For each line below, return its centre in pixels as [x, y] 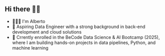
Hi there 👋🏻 [23, 9]
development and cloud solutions [47, 32]
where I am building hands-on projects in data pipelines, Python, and [84, 42]
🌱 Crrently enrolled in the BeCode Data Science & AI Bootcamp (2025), [86, 37]
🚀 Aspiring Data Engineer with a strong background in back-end [78, 26]
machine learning [30, 47]
